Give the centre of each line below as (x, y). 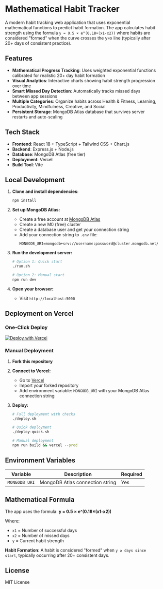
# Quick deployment (32, 427)
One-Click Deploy (26, 327)
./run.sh (21, 266)
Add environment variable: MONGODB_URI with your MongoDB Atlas (84, 390)
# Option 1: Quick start (37, 262)
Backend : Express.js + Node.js (43, 149)
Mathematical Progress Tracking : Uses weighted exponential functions (84, 70)
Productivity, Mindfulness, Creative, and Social (59, 106)
